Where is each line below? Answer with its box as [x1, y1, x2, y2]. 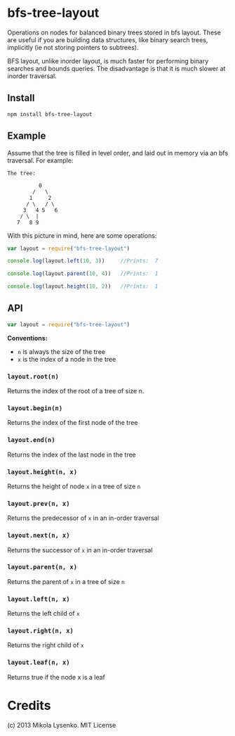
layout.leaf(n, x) [7, 659, 70, 666]
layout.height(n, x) [7, 468, 78, 476]
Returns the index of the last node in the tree [7, 450, 137, 459]
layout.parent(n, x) [7, 563, 78, 571]
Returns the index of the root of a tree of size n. [7, 387, 145, 395]
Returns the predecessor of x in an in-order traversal [7, 514, 159, 522]
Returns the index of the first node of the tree [7, 419, 138, 427]
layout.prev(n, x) [7, 500, 70, 507]
